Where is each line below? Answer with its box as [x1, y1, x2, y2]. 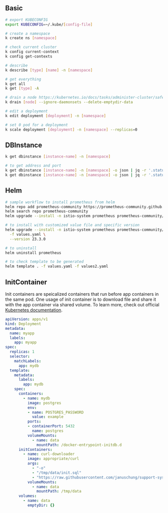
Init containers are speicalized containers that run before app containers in [5, 291, 159, 297]
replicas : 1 [9, 349, 35, 354]
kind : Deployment [5, 321, 41, 326]
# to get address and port [5, 163, 61, 168]
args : [27, 461, 39, 466]
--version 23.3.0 [9, 236, 46, 242]
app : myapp [14, 340, 37, 345]
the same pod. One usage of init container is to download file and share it [5, 296, 156, 302]
